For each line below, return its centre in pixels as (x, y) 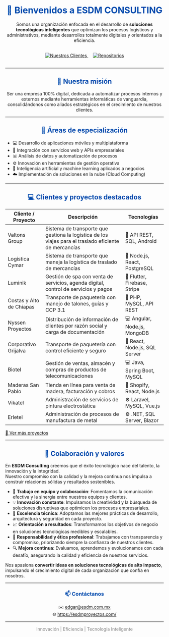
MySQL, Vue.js (142, 406)
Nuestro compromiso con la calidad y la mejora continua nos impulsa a (79, 476)
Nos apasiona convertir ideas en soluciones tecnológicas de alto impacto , (84, 565)
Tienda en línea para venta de (80, 385)
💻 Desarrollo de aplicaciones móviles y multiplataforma (70, 143)
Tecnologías (143, 217)
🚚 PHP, (133, 297)
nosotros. (15, 576)
